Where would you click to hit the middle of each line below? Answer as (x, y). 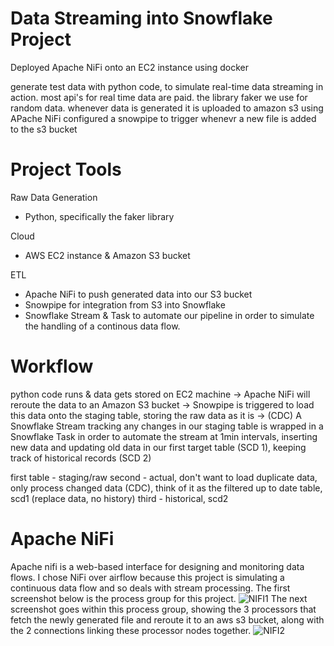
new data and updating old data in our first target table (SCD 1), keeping (158, 447)
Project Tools (66, 169)
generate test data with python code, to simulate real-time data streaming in (167, 86)
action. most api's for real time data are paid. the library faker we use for (159, 97)
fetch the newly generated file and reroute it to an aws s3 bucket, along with (167, 619)
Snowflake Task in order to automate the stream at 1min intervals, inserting (164, 436)
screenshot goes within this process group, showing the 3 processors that (163, 609)
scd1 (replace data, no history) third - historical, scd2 (119, 498)
